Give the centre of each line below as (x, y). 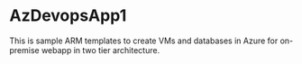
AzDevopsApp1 (68, 16)
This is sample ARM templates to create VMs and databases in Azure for (144, 41)
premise (24, 50)
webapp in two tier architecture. (101, 50)
